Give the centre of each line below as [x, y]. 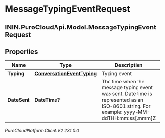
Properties [22, 51]
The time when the [123, 82]
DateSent [19, 100]
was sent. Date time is [127, 94]
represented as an [123, 100]
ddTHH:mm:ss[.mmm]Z [129, 118]
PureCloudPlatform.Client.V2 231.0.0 [42, 131]
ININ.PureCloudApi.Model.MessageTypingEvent [81, 27]
